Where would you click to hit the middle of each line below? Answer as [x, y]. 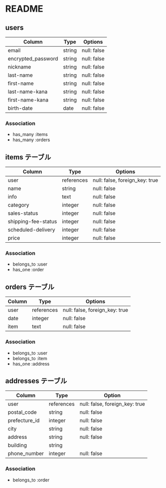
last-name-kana [28, 92]
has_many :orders [31, 140]
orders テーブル [30, 287]
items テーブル [28, 157]
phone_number [26, 453]
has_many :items [30, 135]
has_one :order [28, 270]
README [24, 9]
